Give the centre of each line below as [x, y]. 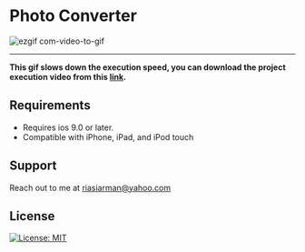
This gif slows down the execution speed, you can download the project [148, 67]
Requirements [50, 106]
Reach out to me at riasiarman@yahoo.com [90, 187]
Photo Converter [74, 16]
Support [33, 166]
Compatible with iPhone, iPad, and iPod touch [108, 136]
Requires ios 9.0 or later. [68, 127]
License [32, 216]
